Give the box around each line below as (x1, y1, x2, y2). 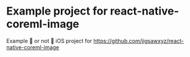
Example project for (6, 4, 108, 18)
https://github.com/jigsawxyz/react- (93, 37, 184, 44)
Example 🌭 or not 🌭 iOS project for (6, 37, 93, 44)
